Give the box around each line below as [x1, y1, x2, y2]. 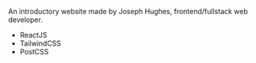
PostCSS [19, 47, 49, 56]
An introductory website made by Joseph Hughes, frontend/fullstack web [8, 7, 248, 16]
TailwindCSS [19, 39, 62, 48]
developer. [8, 15, 44, 24]
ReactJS [19, 31, 48, 39]
